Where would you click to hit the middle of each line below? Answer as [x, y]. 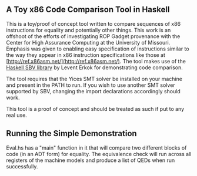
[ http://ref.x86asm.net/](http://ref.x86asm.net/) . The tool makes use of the [96, 61]
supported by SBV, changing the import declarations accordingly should [93, 91]
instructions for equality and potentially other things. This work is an [89, 30]
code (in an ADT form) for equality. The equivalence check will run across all [99, 154]
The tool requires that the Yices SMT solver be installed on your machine [94, 79]
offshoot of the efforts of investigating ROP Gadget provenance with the [93, 36]
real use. [17, 115]
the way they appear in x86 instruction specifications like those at [86, 55]
